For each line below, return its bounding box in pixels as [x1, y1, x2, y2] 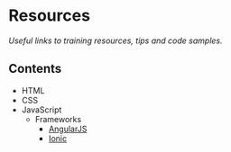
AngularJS [48, 123, 88, 134]
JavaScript [21, 104, 62, 115]
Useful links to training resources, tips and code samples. [8, 35, 223, 46]
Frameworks [34, 113, 82, 124]
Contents [8, 61, 62, 76]
